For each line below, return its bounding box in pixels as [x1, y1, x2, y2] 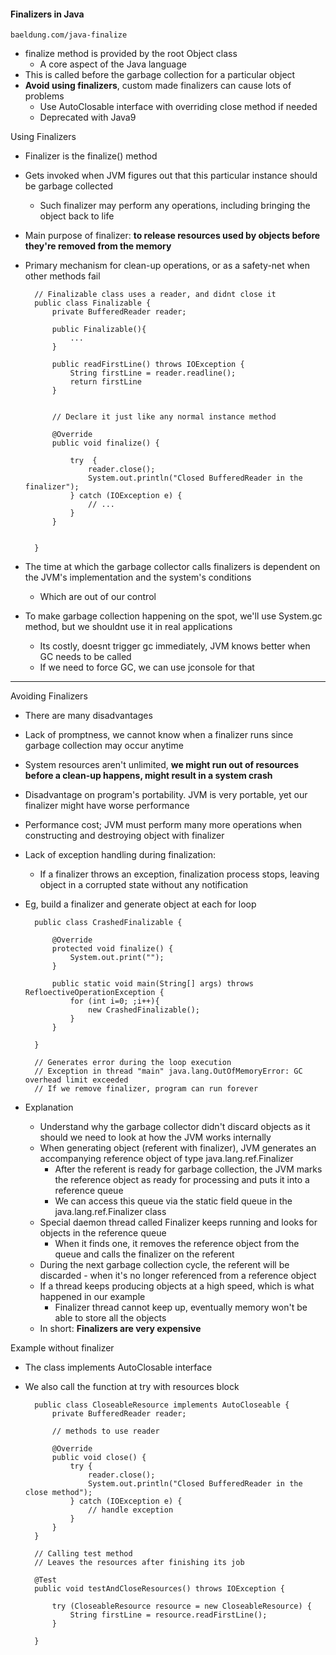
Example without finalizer [10, 1342, 115, 1354]
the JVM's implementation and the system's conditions [24, 571, 252, 584]
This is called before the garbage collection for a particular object [24, 69, 296, 81]
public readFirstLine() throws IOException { [51, 360, 245, 370]
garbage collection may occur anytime [24, 740, 184, 752]
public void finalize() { [51, 438, 160, 449]
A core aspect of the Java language [39, 58, 187, 70]
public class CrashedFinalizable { [34, 918, 183, 928]
